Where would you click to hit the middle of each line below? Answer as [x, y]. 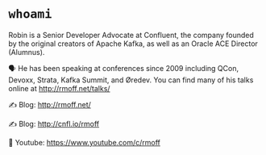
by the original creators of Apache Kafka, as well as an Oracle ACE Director [133, 44]
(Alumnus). [27, 52]
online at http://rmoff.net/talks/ [59, 88]
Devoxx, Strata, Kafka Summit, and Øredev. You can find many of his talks [131, 80]
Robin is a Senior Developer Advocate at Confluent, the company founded [131, 35]
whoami [30, 14]
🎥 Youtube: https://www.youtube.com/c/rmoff [85, 142]
